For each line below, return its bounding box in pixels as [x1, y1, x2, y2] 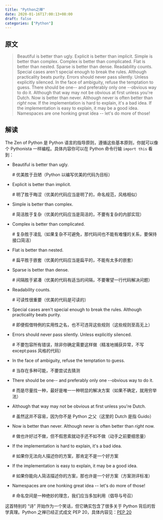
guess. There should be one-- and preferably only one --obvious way [17, 84, 157, 90]
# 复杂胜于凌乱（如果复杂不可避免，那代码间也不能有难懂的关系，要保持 [12, 231, 157, 237]
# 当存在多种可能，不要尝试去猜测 [12, 367, 80, 374]
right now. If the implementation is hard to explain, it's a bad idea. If [17, 100, 152, 106]
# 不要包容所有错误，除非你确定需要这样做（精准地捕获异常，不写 [12, 341, 145, 347]
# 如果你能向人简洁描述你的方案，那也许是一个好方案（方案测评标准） [12, 473, 153, 478]
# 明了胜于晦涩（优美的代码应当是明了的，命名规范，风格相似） [12, 191, 140, 197]
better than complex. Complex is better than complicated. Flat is [17, 59, 145, 64]
